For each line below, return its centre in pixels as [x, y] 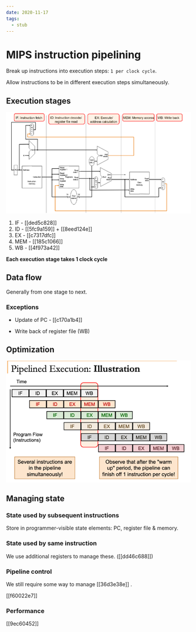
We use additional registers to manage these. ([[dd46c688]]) [80, 556]
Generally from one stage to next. [47, 292]
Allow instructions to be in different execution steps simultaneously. [88, 82]
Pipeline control [29, 571]
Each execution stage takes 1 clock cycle [57, 259]
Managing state [36, 499]
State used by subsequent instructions [62, 515]
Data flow [24, 277]
